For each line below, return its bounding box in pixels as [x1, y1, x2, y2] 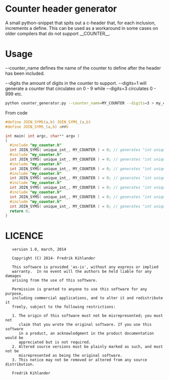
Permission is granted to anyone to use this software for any [12, 287, 147, 292]
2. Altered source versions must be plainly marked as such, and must [12, 344, 163, 349]
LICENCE [5, 230, 44, 242]
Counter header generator [5, 3, 117, 15]
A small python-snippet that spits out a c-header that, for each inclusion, [5, 20, 156, 26]
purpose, [5, 291, 24, 296]
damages [5, 273, 22, 278]
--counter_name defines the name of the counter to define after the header [5, 65, 161, 71]
